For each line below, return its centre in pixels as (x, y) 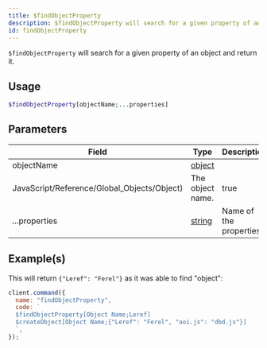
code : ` (28, 307)
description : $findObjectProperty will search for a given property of (129, 23)
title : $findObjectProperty (55, 15)
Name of (238, 211)
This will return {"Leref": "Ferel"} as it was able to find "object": (116, 278)
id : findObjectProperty (48, 30)
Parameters (38, 129)
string (201, 221)
